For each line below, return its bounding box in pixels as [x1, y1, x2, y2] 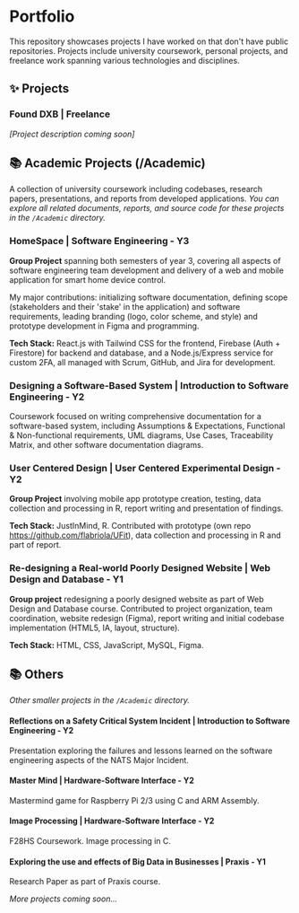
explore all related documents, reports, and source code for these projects [9, 203, 285, 214]
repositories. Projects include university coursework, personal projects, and [9, 45, 288, 56]
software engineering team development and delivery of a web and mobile [9, 265, 285, 276]
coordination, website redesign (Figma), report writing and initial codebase [9, 612, 285, 623]
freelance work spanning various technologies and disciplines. [9, 55, 240, 66]
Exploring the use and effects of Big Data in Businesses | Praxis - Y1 [9, 856, 267, 867]
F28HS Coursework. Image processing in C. [9, 836, 172, 847]
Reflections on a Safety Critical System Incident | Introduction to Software [9, 715, 291, 726]
